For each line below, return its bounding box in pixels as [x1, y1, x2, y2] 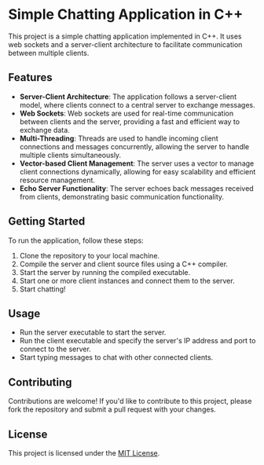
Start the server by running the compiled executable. [19, 267, 191, 276]
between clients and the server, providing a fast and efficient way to [19, 116, 240, 126]
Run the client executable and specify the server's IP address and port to [19, 336, 256, 346]
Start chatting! [19, 284, 66, 294]
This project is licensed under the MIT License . [8, 449, 160, 457]
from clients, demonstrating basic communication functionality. [19, 192, 225, 201]
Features [8, 71, 53, 84]
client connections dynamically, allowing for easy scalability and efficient [19, 167, 256, 176]
